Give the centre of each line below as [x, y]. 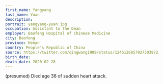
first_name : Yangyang [28, 10]
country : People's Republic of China [45, 48]
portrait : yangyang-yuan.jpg [36, 24]
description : [19, 19]
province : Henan [22, 43]
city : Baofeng [20, 38]
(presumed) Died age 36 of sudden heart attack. [56, 76]
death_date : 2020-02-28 [31, 62]
